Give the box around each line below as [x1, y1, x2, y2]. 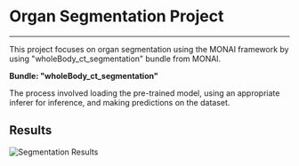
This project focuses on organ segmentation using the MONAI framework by [9, 43, 289, 54]
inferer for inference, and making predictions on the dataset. [9, 97, 230, 107]
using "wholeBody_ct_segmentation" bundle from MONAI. [9, 53, 222, 64]
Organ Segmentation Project [9, 6, 224, 27]
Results [9, 123, 53, 138]
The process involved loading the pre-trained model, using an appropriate [9, 87, 280, 99]
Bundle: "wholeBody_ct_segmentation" [9, 70, 158, 81]
